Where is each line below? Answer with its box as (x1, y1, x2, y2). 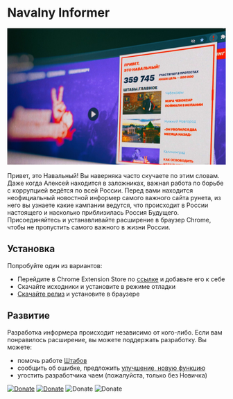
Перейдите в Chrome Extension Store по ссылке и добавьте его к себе (17, 275, 225, 283)
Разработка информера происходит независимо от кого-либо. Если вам (7, 328, 223, 337)
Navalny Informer (7, 5, 110, 21)
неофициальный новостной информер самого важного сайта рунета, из (7, 193, 221, 202)
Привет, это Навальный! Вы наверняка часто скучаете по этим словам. (7, 171, 220, 179)
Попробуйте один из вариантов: (7, 261, 103, 269)
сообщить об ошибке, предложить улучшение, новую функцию (17, 364, 206, 372)
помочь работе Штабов (17, 356, 87, 364)
